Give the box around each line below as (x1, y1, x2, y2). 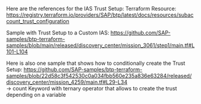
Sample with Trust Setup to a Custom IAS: (6, 29, 109, 36)
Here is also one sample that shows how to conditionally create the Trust (6, 59, 185, 67)
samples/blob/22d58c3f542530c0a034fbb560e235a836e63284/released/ (6, 73, 192, 79)
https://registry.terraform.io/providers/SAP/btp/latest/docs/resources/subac (6, 11, 194, 18)
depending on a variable (6, 92, 66, 98)
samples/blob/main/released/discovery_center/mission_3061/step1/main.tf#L (6, 42, 195, 49)
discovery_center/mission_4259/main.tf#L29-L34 (6, 78, 127, 86)
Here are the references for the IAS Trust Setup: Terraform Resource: (6, 5, 176, 12)
